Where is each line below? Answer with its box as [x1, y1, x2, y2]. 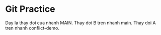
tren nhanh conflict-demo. [5, 25, 59, 31]
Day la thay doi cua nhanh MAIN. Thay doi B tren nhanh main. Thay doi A [5, 20, 156, 26]
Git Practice [5, 3, 55, 15]
